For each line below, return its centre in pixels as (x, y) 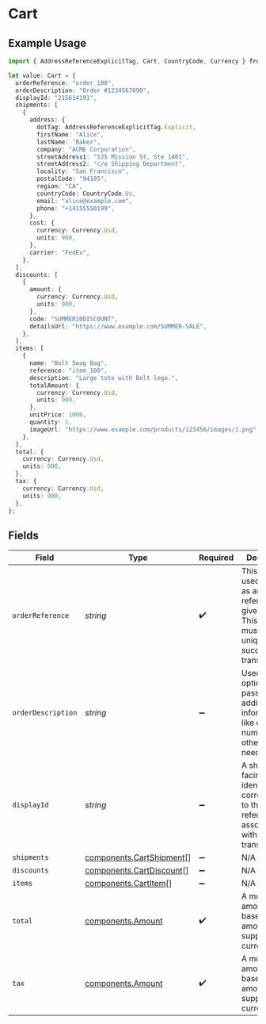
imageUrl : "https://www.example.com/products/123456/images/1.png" (143, 429)
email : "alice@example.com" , (85, 201)
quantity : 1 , (51, 422)
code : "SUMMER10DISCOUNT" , (74, 319)
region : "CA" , (60, 186)
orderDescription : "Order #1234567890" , (83, 90)
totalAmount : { (54, 385)
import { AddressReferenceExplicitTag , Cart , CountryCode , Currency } (127, 61)
